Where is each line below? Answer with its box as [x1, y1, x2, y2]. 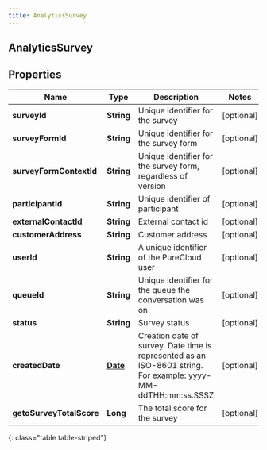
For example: [137, 370, 187, 381]
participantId [12, 198, 63, 209]
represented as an [137, 350, 207, 361]
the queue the [137, 284, 191, 295]
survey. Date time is [137, 340, 212, 351]
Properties [8, 68, 62, 82]
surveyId [12, 110, 47, 121]
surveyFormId [12, 133, 67, 144]
